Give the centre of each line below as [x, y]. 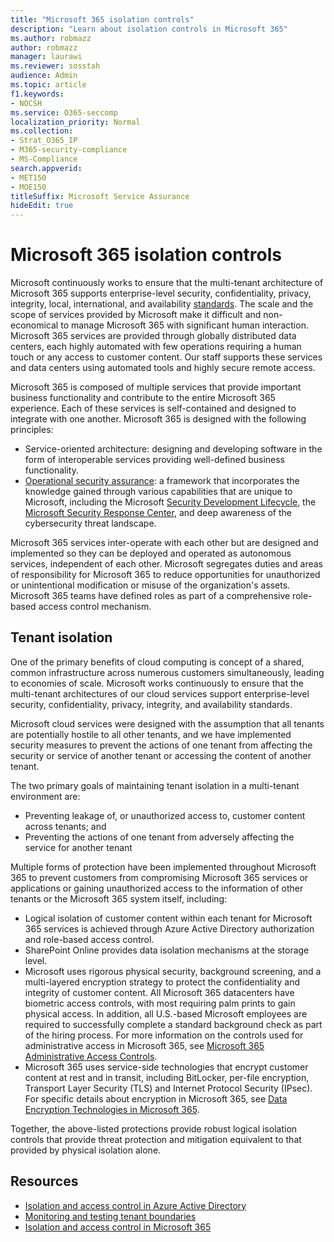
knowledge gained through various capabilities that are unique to [158, 492]
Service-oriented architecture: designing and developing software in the [173, 449]
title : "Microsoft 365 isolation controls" [102, 19]
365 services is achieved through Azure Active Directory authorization [169, 928]
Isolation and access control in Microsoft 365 [118, 1227]
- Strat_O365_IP [44, 141]
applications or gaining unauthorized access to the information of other [157, 888]
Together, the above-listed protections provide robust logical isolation [154, 1128]
